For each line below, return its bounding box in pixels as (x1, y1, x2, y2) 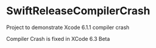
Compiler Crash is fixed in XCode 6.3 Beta (6, 35, 110, 42)
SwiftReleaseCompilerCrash (6, 4, 151, 18)
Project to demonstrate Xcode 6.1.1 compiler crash (6, 24, 130, 31)
